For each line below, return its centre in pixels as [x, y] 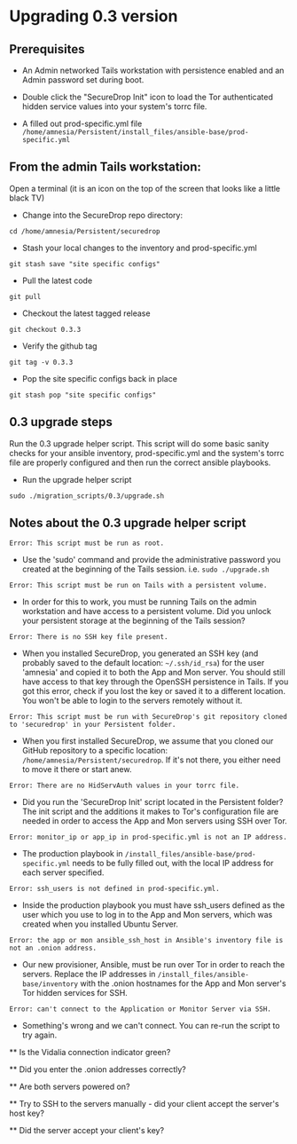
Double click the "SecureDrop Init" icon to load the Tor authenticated [147, 97]
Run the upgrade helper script [77, 479]
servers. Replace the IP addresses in [89, 974]
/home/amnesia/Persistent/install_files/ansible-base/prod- [135, 132]
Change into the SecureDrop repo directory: [102, 215]
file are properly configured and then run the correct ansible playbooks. [140, 462]
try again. [39, 1035]
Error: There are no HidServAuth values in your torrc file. [125, 786]
